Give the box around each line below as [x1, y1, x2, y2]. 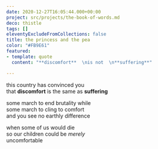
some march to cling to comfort [6, 106, 84, 113]
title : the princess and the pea [6, 37, 90, 43]
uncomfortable [6, 136, 43, 144]
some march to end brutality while [6, 99, 91, 106]
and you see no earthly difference [6, 112, 90, 119]
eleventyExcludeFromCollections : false [6, 31, 107, 37]
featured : [6, 48, 31, 54]
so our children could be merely [6, 130, 86, 138]
